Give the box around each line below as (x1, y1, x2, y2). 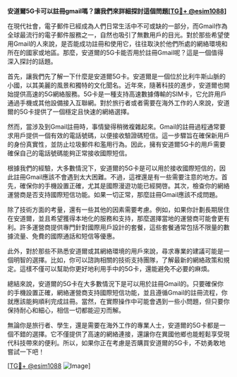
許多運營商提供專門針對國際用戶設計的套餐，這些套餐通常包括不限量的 (19, 223, 224, 232)
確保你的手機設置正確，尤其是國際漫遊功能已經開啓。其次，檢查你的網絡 (19, 181, 230, 190)
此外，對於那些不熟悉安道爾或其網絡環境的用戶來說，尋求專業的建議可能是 (7, 247, 224, 255)
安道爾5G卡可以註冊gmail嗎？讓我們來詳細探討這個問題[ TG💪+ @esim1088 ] (7, 7, 227, 15)
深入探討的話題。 (7, 57, 57, 66)
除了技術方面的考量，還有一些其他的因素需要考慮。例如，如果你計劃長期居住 (7, 205, 230, 214)
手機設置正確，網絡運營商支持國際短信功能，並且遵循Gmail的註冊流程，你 (13, 289, 228, 297)
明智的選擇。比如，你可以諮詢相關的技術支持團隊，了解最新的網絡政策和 (13, 256, 224, 264)
